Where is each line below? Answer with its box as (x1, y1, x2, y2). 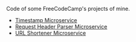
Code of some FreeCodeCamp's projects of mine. (6, 5, 130, 12)
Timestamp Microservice (15, 17, 77, 23)
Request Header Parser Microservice (15, 23, 108, 30)
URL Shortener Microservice (15, 29, 86, 37)
